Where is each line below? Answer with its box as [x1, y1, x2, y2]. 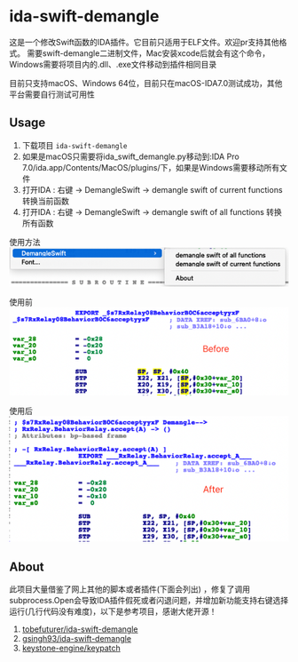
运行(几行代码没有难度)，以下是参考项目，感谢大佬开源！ [9, 606, 217, 617]
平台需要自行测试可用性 [9, 89, 95, 100]
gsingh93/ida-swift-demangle [21, 634, 131, 644]
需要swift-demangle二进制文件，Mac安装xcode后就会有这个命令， [26, 47, 271, 59]
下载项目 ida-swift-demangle [21, 140, 128, 150]
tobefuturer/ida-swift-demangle [21, 624, 138, 634]
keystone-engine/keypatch [21, 642, 122, 654]
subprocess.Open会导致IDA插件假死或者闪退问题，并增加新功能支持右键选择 [9, 595, 289, 606]
